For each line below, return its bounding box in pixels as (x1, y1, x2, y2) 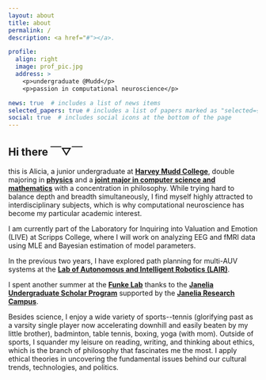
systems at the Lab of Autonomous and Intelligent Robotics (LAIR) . (8, 264, 230, 274)
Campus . (8, 296, 39, 306)
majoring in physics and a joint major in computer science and (8, 175, 216, 184)
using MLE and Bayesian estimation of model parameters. (8, 241, 196, 250)
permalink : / (8, 26, 51, 34)
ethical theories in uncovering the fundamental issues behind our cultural (8, 354, 247, 363)
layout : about (8, 11, 55, 20)
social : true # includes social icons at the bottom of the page (8, 114, 232, 122)
